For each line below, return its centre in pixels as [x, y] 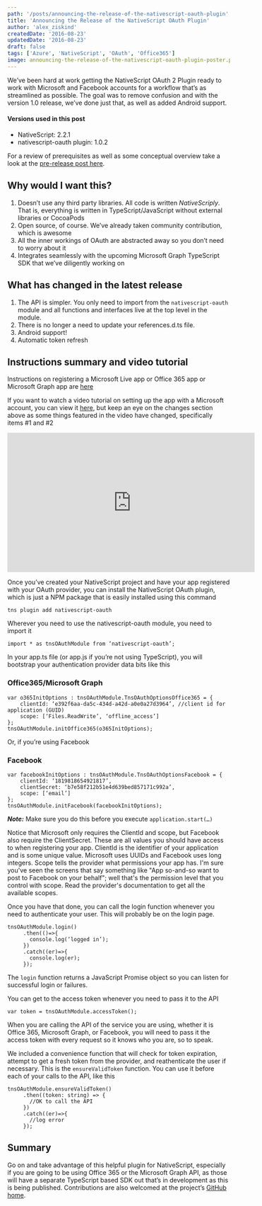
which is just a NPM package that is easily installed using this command [112, 597]
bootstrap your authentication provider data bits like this [89, 665]
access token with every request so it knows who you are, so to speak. [111, 1040]
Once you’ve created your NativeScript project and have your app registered [119, 582]
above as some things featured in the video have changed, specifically [110, 416]
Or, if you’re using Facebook [48, 741]
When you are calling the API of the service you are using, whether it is [111, 1025]
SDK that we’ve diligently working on [71, 263]
